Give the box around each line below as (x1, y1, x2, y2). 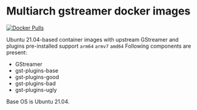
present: (6, 48, 27, 56)
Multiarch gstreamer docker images (6, 4, 191, 18)
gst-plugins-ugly (15, 86, 58, 93)
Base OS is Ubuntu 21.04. (6, 98, 70, 105)
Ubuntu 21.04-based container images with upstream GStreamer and (6, 36, 179, 43)
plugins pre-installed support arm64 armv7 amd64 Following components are (6, 42, 192, 50)
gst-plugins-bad (15, 80, 56, 87)
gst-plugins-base (15, 66, 59, 74)
